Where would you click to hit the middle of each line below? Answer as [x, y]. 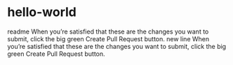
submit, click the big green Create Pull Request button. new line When [108, 38]
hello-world [42, 12]
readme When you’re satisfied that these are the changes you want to [108, 31]
